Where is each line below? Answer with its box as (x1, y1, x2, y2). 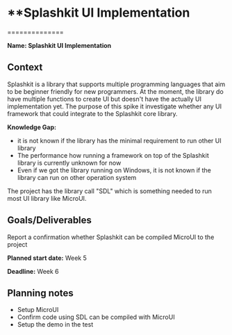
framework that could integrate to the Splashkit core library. (7, 109, 179, 117)
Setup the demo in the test (17, 320, 94, 329)
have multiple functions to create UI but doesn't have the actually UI (7, 95, 201, 103)
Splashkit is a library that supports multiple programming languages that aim (7, 80, 226, 88)
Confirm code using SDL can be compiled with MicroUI (17, 313, 175, 321)
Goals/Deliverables (7, 214, 92, 227)
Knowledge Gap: (7, 123, 57, 131)
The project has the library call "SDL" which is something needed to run (7, 186, 212, 195)
